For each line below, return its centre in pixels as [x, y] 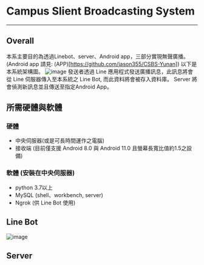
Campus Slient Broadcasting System [101, 11]
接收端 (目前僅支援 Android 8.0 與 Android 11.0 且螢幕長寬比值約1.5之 [101, 148]
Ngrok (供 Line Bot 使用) [45, 203]
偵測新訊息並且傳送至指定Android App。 [62, 87]
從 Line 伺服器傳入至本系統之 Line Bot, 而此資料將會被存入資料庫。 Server [98, 79]
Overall [20, 41]
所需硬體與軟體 [34, 108]
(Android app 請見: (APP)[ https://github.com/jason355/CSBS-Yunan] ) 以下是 [102, 64]
